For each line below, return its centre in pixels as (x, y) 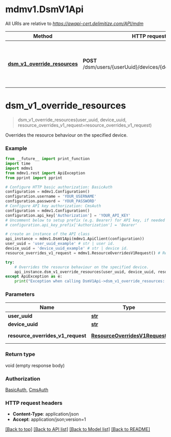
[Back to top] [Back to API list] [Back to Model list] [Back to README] (78, 429)
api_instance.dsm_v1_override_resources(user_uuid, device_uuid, (85, 272)
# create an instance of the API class (48, 234)
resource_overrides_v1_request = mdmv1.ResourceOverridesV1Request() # (83, 253)
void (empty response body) (35, 365)
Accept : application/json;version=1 (49, 420)
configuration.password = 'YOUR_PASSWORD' (51, 201)
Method (42, 36)
